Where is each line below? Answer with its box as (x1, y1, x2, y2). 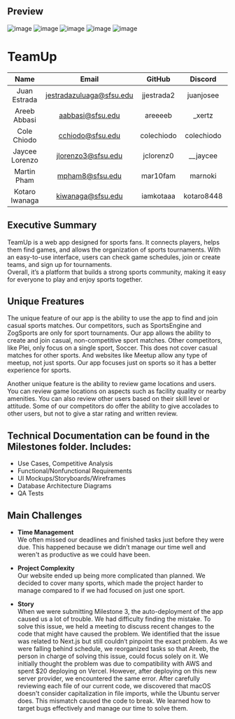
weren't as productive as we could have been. (17, 550, 150, 559)
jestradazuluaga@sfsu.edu (45, 90, 134, 100)
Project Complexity (17, 564, 75, 572)
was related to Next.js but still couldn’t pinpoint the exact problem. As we (17, 637, 228, 645)
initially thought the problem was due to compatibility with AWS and (17, 659, 213, 668)
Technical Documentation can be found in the (7, 430, 210, 441)
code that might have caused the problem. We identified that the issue (17, 630, 220, 638)
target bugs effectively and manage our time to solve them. (17, 704, 188, 712)
